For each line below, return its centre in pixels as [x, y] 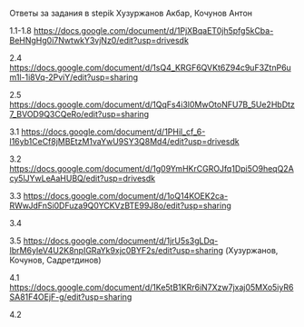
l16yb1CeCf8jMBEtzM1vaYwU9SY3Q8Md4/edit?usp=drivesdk [124, 141]
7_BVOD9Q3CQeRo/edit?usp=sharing [79, 114]
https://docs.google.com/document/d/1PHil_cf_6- [113, 132]
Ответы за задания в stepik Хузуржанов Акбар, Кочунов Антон [131, 13]
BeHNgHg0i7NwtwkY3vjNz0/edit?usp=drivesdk [99, 40]
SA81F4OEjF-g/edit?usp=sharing [71, 297]
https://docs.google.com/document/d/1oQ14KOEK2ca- [126, 196]
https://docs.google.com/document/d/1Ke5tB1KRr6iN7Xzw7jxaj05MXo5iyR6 [152, 287]
